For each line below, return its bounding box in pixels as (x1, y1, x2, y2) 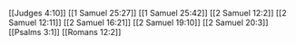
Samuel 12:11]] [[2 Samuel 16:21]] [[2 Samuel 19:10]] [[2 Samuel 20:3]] (8, 17, 269, 28)
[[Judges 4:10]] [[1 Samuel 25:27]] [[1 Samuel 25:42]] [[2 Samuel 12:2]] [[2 (8, 8, 287, 18)
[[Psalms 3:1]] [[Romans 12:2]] (8, 27, 122, 37)
